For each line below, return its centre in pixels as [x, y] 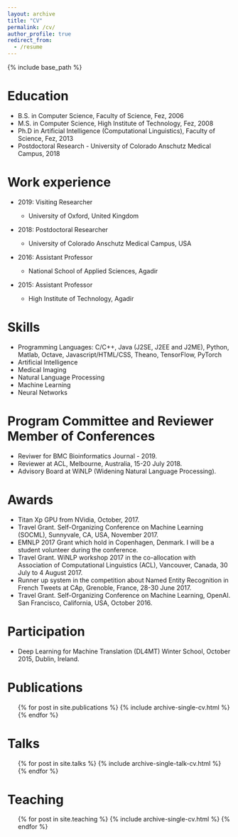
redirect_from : [30, 41]
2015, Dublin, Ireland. [48, 658]
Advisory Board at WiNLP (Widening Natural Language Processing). [117, 471]
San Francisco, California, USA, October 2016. [85, 603]
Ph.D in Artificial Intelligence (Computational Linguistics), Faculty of [116, 131]
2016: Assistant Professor [55, 257]
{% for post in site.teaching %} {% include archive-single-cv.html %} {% [124, 819]
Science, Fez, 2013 [45, 138]
